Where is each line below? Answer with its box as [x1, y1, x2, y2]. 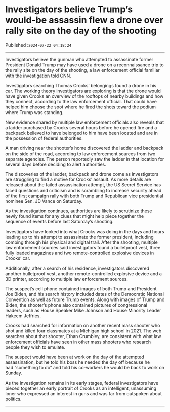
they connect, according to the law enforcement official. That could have [5, 98, 157, 104]
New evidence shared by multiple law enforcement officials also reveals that [5, 119, 164, 125]
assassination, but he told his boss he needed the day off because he [5, 359, 150, 365]
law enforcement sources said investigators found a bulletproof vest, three [5, 244, 161, 250]
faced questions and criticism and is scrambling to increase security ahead [5, 187, 162, 193]
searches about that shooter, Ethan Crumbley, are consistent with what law [5, 333, 161, 339]
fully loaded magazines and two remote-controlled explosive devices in [5, 250, 154, 256]
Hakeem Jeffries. [5, 313, 41, 319]
